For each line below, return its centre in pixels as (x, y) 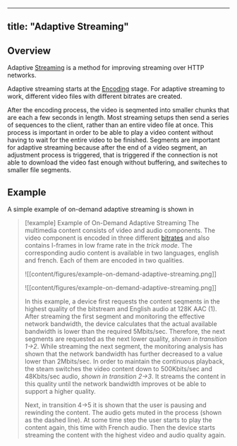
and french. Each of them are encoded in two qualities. (104, 260)
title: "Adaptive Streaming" (68, 26)
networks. (22, 76)
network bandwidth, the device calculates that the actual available (121, 324)
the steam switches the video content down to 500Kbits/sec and (119, 369)
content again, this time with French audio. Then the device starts (120, 428)
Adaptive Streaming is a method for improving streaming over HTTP (106, 68)
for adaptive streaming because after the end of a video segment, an (107, 147)
